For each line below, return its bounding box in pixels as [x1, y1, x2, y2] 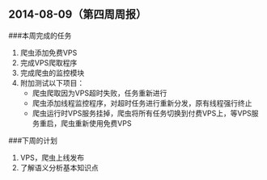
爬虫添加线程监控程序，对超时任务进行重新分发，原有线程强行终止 [32, 98, 252, 107]
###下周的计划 [8, 136, 58, 145]
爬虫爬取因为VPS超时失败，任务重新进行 [32, 88, 167, 98]
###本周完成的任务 [8, 31, 72, 40]
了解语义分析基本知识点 [19, 162, 99, 172]
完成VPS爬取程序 [19, 57, 78, 67]
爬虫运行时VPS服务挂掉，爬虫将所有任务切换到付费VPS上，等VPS [32, 108, 252, 118]
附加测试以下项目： [19, 77, 85, 87]
